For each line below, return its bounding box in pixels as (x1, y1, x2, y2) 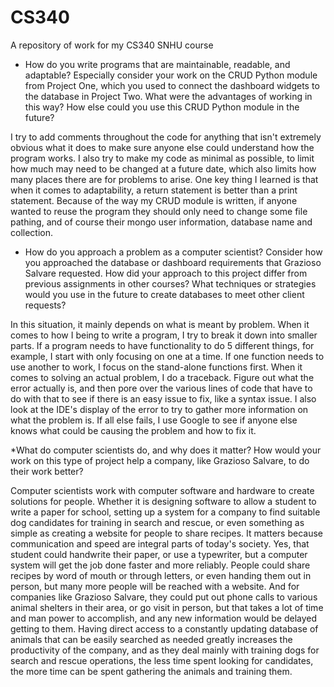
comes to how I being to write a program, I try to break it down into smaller (10, 329, 318, 341)
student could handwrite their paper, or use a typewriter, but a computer (10, 548, 308, 560)
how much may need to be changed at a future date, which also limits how (10, 162, 317, 175)
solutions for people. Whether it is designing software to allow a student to (10, 495, 317, 507)
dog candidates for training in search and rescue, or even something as (10, 516, 305, 528)
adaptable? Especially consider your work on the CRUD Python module (24, 69, 318, 81)
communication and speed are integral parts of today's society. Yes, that (10, 537, 310, 550)
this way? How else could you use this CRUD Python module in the (24, 101, 300, 113)
